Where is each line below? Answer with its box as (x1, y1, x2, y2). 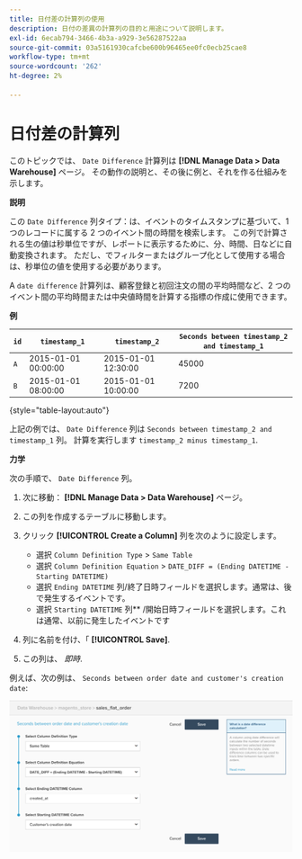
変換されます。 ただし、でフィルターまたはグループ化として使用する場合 (16, 249, 286, 260)
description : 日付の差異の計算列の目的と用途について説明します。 (9, 23, 228, 33)
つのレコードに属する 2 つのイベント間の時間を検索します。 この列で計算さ (9, 227, 288, 237)
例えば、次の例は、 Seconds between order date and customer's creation (9, 673, 284, 684)
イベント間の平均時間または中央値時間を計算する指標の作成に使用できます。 (9, 291, 292, 301)
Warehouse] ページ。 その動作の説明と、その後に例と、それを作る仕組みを (9, 166, 289, 177)
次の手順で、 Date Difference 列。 (9, 473, 138, 484)
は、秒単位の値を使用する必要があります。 (9, 261, 166, 272)
